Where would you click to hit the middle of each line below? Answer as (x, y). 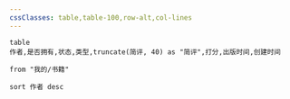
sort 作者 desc (37, 86)
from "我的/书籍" (39, 69)
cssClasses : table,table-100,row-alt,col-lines (101, 18)
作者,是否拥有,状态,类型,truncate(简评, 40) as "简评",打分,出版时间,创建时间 (145, 52)
